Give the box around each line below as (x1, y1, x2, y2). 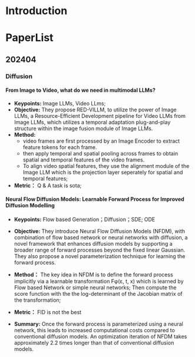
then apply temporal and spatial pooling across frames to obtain (22, 150, 179, 157)
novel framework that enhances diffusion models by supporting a (14, 240, 173, 247)
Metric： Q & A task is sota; (14, 181, 82, 189)
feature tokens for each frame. (22, 143, 98, 151)
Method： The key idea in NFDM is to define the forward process (14, 271, 173, 278)
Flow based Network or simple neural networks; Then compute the (14, 284, 177, 291)
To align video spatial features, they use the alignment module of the (22, 162, 190, 169)
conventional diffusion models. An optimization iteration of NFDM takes (14, 333, 187, 340)
